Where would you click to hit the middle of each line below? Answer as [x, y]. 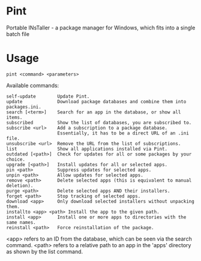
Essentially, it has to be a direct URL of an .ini [123, 133]
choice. [16, 159]
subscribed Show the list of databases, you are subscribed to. [99, 122]
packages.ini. [24, 107]
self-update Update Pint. [48, 96]
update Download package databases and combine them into [96, 101]
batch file [18, 34]
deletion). [20, 185]
